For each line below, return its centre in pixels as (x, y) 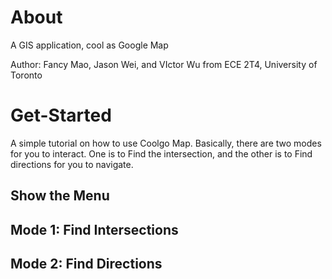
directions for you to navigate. (72, 164)
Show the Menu (60, 196)
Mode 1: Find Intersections (94, 229)
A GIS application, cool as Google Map (89, 45)
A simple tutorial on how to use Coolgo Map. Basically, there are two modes (166, 143)
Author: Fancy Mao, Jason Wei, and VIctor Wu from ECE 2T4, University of (164, 64)
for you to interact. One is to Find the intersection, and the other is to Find (161, 153)
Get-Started (61, 115)
